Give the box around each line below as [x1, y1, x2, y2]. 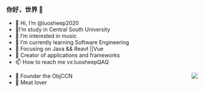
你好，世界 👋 [6, 5, 44, 13]
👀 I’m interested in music [15, 32, 77, 40]
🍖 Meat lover [15, 79, 47, 86]
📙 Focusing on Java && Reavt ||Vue [15, 45, 104, 53]
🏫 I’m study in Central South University [15, 26, 110, 33]
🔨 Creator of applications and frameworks [15, 51, 120, 59]
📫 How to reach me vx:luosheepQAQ [15, 59, 109, 66]
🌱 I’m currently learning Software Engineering [15, 39, 129, 46]
